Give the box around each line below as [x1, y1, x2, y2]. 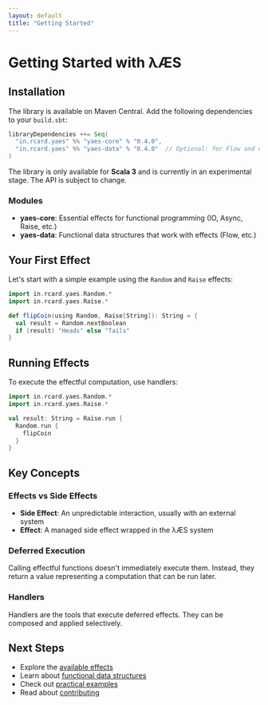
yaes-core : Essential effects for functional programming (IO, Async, [19, 213, 243, 223]
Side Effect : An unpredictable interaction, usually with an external [19, 508, 236, 518]
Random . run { [15, 422, 59, 430]
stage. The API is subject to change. [8, 175, 128, 184]
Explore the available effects [19, 663, 113, 672]
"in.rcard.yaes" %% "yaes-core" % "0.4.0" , [15, 137, 162, 146]
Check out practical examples [19, 679, 118, 689]
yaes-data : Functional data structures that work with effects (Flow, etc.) [19, 230, 257, 240]
